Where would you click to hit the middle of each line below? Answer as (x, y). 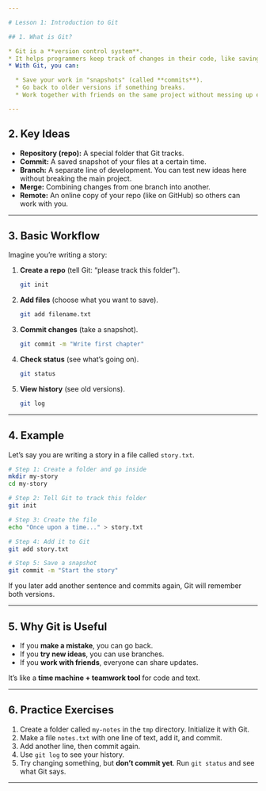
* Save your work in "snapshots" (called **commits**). (109, 80)
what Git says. (43, 771)
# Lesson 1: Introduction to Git (63, 22)
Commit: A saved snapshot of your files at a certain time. (113, 161)
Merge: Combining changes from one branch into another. (115, 186)
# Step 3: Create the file (53, 520)
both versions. (32, 594)
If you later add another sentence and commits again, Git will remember (125, 586)
